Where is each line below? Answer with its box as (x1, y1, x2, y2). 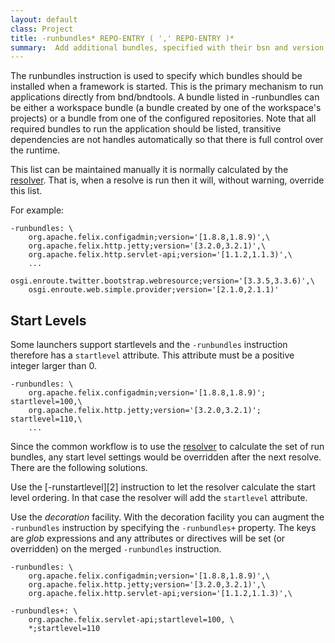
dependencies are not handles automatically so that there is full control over (10, 134, 324, 146)
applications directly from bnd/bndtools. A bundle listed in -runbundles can (10, 91, 320, 103)
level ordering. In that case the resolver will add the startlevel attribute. (10, 492, 308, 504)
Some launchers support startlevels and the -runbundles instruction (10, 339, 288, 351)
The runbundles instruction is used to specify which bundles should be (10, 70, 303, 82)
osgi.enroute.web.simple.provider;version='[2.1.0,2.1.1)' (28, 285, 280, 295)
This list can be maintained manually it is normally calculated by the (10, 164, 289, 176)
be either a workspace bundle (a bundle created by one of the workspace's (10, 102, 322, 114)
